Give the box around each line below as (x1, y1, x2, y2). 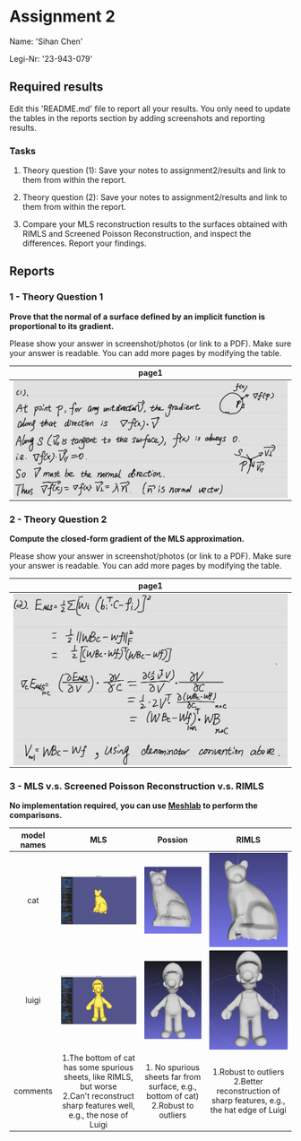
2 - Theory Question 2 (9, 513, 107, 526)
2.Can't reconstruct (62, 1090, 134, 1101)
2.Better (233, 1076, 264, 1087)
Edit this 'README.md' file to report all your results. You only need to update (9, 103, 291, 114)
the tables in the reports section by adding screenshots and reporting (9, 112, 266, 123)
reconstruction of (216, 1085, 280, 1096)
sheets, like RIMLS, (64, 1071, 133, 1082)
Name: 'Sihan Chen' (9, 36, 83, 47)
